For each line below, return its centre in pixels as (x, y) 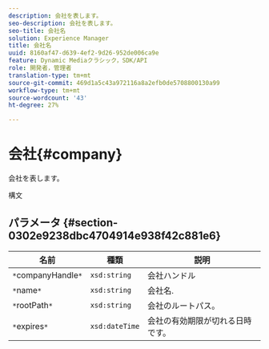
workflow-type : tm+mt (44, 90)
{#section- (90, 223)
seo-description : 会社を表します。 (62, 23)
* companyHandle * (47, 275)
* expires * (30, 326)
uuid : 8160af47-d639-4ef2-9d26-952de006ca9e (84, 53)
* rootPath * (33, 305)
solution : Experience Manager (59, 38)
